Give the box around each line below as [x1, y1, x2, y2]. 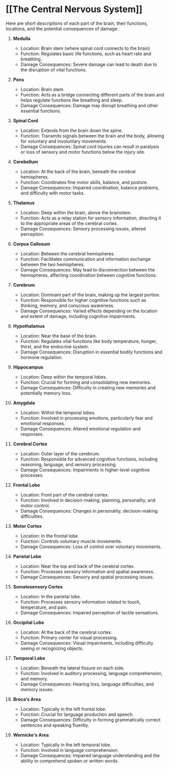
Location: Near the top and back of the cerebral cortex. [20, 563, 135, 569]
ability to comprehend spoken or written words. [20, 757, 119, 764]
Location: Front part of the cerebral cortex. [20, 491, 109, 497]
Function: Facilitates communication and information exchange [20, 256, 151, 262]
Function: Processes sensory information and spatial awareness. [20, 568, 155, 574]
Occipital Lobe [13, 619, 44, 625]
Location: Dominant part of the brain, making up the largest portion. [20, 292, 160, 298]
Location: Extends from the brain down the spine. [20, 127, 123, 133]
